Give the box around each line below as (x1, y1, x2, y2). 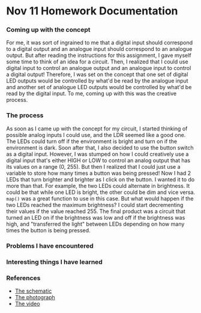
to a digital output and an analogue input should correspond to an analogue (6, 45, 193, 53)
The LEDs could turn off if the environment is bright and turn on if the (6, 138, 178, 145)
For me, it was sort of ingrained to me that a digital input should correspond (6, 39, 193, 46)
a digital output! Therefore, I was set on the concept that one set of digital (6, 71, 188, 78)
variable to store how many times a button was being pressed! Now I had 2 (6, 169, 191, 177)
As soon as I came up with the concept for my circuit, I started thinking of (6, 124, 188, 132)
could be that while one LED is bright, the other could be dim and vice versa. (6, 189, 196, 196)
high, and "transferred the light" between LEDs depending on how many (6, 220, 185, 227)
